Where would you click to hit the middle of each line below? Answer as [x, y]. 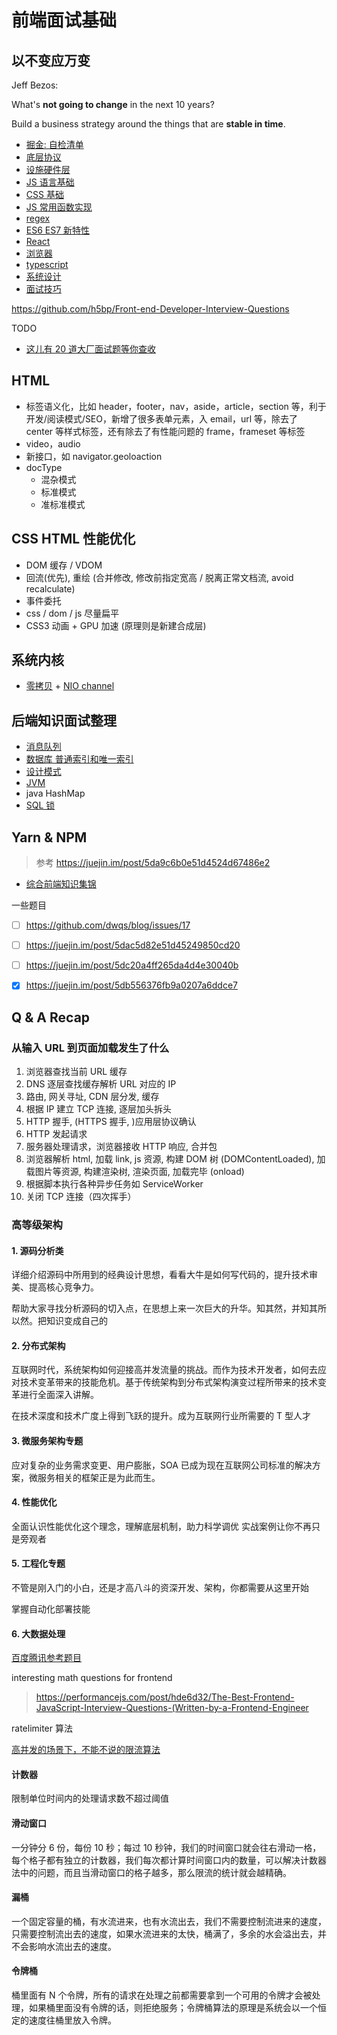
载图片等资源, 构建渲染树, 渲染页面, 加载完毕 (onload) [135, 1171]
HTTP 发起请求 [56, 1134]
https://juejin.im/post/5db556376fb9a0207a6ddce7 [131, 985]
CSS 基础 [44, 194]
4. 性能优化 [34, 1502]
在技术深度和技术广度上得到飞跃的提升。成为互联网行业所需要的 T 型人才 [161, 1416]
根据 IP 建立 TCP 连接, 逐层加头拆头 [99, 1109]
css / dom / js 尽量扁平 [72, 613]
